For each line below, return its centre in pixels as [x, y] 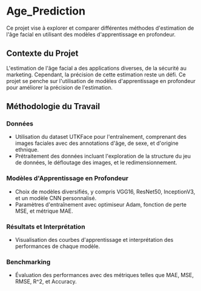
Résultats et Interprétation [46, 227]
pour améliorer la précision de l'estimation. [60, 87]
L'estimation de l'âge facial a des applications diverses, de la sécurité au [96, 68]
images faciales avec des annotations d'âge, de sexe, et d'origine [97, 143]
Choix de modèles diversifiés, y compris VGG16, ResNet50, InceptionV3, [105, 192]
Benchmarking [28, 262]
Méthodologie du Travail [53, 106]
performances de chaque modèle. [58, 246]
